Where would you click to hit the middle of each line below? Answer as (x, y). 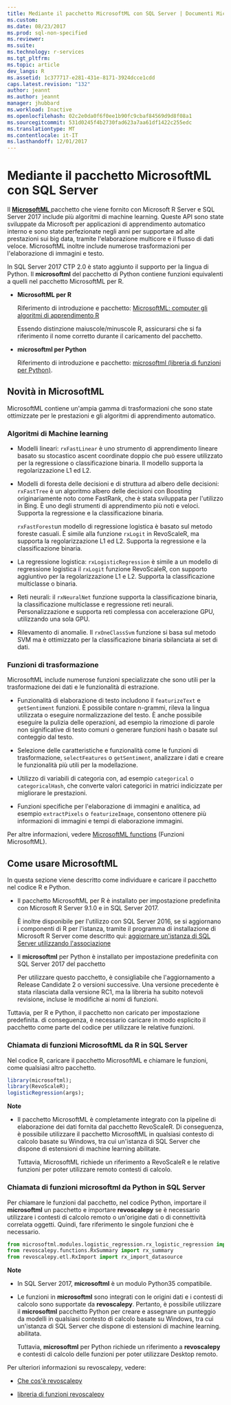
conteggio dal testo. (45, 737)
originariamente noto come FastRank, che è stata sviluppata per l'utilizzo (120, 499)
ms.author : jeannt (33, 97)
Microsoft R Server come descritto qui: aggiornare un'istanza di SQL (114, 936)
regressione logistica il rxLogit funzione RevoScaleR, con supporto (112, 569)
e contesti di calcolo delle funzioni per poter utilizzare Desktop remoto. (117, 1354)
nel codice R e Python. (39, 888)
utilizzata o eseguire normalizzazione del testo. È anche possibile (109, 715)
